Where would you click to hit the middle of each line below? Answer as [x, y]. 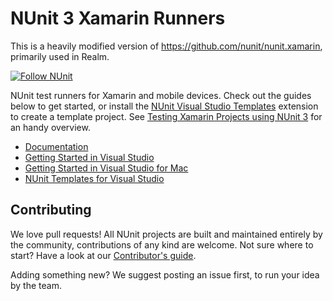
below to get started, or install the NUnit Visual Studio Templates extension [164, 106]
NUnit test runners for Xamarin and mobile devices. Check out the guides [161, 95]
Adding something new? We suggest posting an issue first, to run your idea [165, 274]
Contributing [51, 210]
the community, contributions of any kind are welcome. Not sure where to [162, 244]
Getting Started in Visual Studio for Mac [106, 168]
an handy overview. [50, 127]
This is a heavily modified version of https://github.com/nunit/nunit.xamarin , [166, 46]
